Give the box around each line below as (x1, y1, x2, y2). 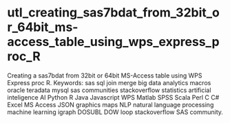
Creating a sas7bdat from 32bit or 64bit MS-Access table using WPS (7, 71, 202, 80)
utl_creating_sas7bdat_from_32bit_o (7, 5, 220, 21)
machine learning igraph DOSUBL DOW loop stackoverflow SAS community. (7, 108, 224, 116)
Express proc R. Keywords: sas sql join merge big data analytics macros (7, 78, 211, 87)
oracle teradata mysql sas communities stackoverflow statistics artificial (7, 86, 211, 94)
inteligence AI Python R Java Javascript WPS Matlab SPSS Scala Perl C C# (7, 93, 220, 101)
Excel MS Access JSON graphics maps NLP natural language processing (7, 100, 214, 109)
